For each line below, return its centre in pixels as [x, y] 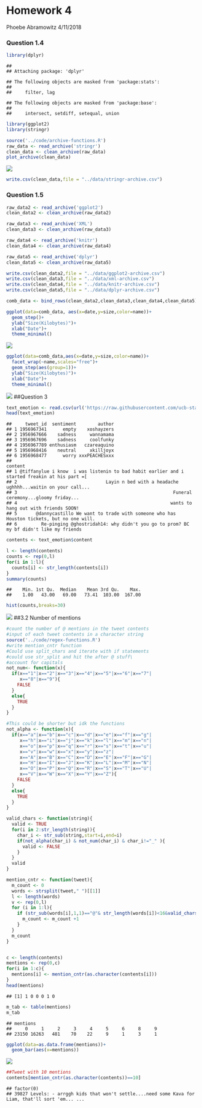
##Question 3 [31, 397]
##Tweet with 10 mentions [38, 1072]
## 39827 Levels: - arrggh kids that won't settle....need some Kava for [101, 1094]
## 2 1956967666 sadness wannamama [60, 435]
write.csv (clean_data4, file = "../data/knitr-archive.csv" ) [83, 285]
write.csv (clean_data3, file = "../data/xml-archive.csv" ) [80, 279]
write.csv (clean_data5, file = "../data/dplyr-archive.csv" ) [83, 290]
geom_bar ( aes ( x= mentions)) [45, 1050]
